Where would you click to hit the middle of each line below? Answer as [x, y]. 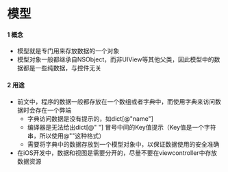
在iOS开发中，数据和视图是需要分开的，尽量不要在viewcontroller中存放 [117, 153]
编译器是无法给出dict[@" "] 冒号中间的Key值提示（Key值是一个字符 [122, 127]
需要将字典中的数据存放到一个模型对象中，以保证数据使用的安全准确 [123, 144]
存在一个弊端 [53, 110]
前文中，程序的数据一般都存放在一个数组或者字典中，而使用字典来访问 [116, 101]
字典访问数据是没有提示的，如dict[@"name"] [90, 118]
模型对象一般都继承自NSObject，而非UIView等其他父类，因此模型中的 [115, 59]
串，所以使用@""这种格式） [66, 135]
